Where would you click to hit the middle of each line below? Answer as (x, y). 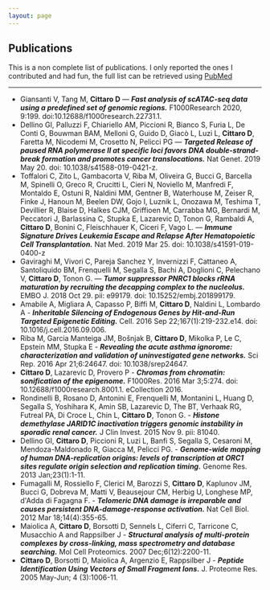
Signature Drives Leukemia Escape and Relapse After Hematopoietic (137, 236)
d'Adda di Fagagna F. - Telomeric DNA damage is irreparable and (130, 501)
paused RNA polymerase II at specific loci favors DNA (112, 150)
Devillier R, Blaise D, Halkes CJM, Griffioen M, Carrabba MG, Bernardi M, (140, 211)
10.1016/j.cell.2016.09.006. (63, 330)
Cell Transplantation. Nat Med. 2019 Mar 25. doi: (102, 244)
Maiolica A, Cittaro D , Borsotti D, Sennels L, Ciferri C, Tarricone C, (129, 526)
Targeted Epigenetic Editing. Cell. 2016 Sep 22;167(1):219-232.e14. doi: (139, 322)
